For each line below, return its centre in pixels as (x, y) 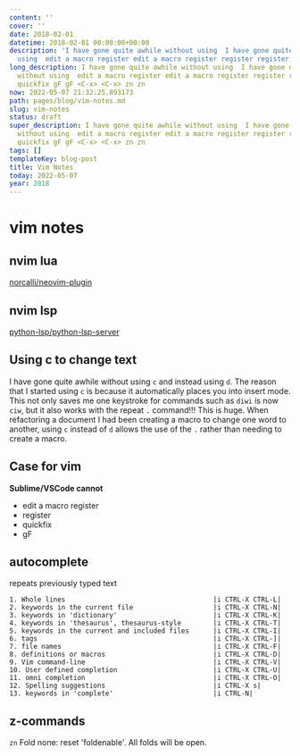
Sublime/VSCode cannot (56, 488)
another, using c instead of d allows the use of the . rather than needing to (146, 429)
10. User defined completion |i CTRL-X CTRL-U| (145, 670)
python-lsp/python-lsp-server (64, 332)
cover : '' (28, 26)
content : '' (31, 17)
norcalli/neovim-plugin (50, 282)
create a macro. (38, 438)
